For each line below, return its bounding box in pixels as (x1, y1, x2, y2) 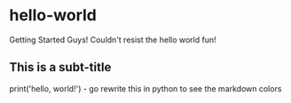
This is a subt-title (9, 60, 112, 75)
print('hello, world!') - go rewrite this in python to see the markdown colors (9, 83, 282, 93)
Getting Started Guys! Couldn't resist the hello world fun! (9, 34, 216, 45)
